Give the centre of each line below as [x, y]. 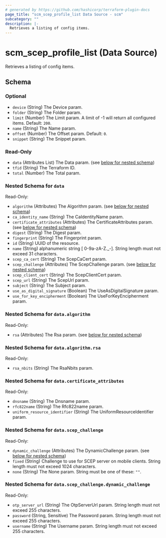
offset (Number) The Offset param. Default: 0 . [60, 133]
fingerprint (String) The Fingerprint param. [57, 238]
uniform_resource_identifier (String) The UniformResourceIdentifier [83, 412]
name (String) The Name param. [44, 128]
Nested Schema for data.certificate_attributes [65, 381]
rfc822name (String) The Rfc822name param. [58, 407]
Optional [16, 96]
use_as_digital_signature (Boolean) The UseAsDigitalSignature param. [85, 291]
